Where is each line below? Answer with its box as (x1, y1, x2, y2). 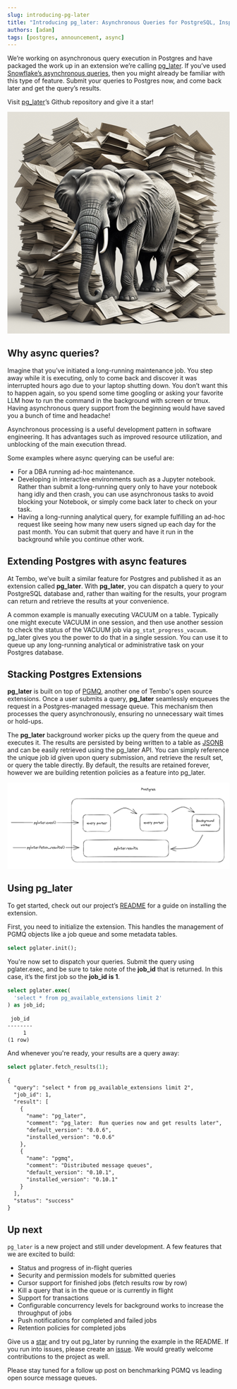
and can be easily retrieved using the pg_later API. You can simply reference (7, 746, 229, 754)
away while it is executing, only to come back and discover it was (7, 373, 197, 382)
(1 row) (7, 1036, 30, 1044)
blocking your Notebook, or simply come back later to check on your (17, 497, 217, 505)
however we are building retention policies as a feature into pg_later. (7, 768, 206, 777)
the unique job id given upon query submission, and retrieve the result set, (7, 754, 224, 762)
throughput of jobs (17, 1308, 72, 1317)
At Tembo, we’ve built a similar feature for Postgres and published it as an (7, 574, 221, 582)
